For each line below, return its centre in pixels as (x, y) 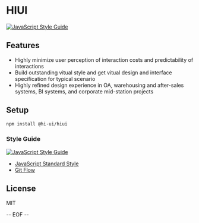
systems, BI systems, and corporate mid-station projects (84, 91)
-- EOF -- (18, 214)
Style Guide (23, 139)
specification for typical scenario (55, 78)
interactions (29, 66)
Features (23, 45)
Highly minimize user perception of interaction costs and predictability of (104, 59)
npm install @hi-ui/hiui (37, 124)
